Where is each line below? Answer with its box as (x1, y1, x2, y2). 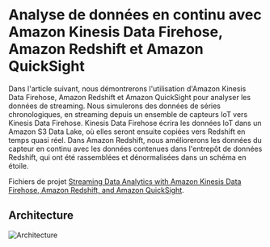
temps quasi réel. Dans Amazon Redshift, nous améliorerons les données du (8, 135, 263, 144)
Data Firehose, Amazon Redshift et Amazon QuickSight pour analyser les (8, 92, 251, 102)
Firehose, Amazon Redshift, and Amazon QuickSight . (8, 185, 184, 195)
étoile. (8, 161, 29, 170)
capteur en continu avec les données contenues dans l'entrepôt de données (8, 144, 263, 153)
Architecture (8, 208, 74, 223)
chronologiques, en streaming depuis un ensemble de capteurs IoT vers (8, 109, 248, 119)
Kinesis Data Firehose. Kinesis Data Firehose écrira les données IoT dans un (8, 118, 262, 128)
